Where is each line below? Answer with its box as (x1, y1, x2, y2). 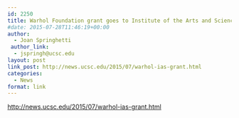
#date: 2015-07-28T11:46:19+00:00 (7, 23, 110, 31)
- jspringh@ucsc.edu (14, 50, 75, 58)
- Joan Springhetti (14, 37, 72, 44)
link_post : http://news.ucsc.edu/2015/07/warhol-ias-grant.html (7, 63, 202, 70)
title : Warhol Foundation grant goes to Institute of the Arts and (7, 17, 212, 24)
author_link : (10, 43, 50, 50)
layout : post (7, 57, 46, 64)
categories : (7, 70, 43, 77)
